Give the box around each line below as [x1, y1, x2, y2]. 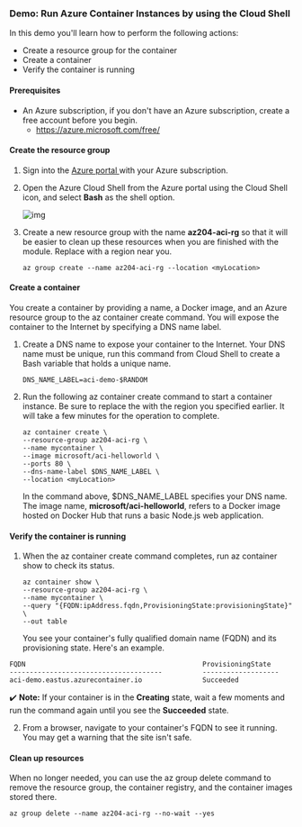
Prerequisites [9, 85, 61, 95]
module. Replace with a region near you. [22, 246, 173, 257]
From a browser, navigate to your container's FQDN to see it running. [22, 722, 278, 733]
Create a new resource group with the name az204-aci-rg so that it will [22, 226, 289, 237]
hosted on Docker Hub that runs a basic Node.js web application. [22, 510, 264, 521]
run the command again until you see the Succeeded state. [9, 705, 229, 716]
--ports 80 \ [22, 459, 72, 468]
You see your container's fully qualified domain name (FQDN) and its [22, 633, 277, 644]
